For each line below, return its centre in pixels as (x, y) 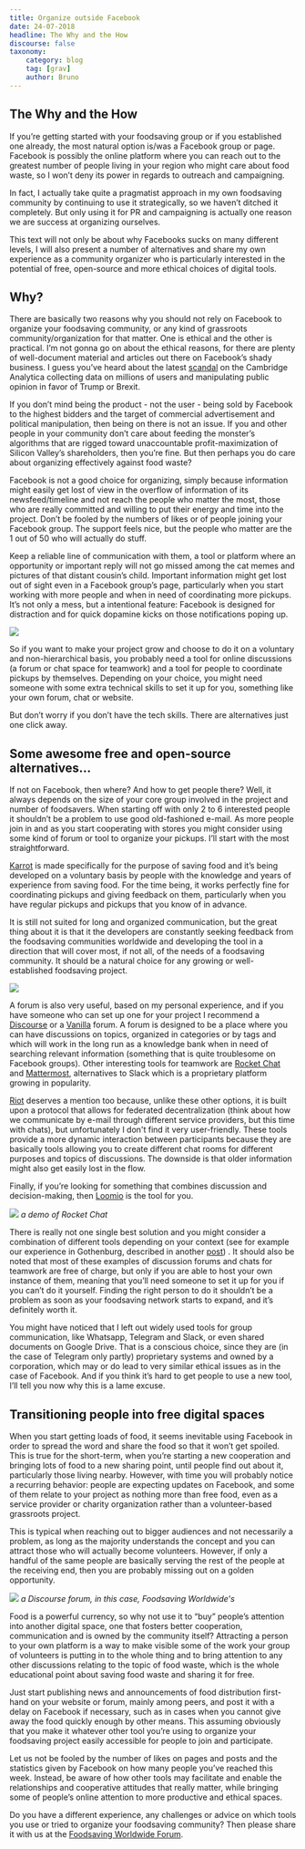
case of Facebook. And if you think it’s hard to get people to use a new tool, (151, 1376)
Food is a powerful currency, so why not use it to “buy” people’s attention (147, 1616)
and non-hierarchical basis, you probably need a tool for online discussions (151, 659)
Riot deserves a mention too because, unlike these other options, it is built (148, 1101)
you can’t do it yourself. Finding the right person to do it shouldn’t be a (141, 1291)
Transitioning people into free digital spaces (137, 1414)
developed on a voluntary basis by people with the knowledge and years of (150, 876)
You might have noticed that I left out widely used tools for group (131, 1327)
